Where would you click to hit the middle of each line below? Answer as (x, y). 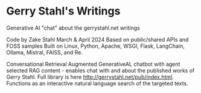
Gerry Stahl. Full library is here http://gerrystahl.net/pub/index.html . (90, 77)
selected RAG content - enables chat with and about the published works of (101, 70)
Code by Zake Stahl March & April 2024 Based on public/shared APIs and (97, 39)
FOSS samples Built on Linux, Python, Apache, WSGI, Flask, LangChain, (96, 46)
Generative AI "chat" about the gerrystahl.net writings (73, 28)
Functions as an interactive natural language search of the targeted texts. (97, 83)
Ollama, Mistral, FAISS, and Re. (44, 52)
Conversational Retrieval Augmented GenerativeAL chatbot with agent (93, 64)
